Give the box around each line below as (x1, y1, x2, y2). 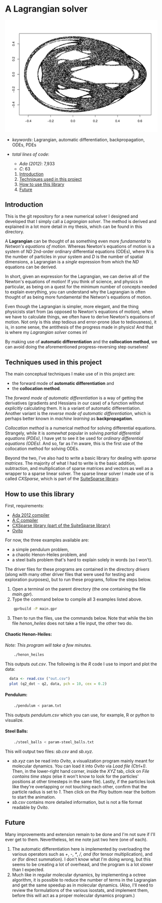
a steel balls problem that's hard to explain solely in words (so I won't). (12, 557, 153, 563)
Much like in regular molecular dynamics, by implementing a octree (12, 871, 146, 878)
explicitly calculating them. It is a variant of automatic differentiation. (5, 405, 141, 411)
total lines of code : (12, 151, 50, 157)
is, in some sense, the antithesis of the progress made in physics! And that (5, 324, 153, 330)
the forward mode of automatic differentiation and (12, 381, 115, 386)
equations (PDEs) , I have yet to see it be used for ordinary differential (5, 435, 144, 441)
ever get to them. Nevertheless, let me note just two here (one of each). (5, 836, 148, 842)
